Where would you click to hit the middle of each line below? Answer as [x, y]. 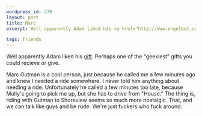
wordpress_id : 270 [29, 12]
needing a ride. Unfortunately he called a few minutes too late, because [95, 87]
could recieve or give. [33, 63]
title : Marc [21, 23]
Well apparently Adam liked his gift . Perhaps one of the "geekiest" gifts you [99, 56]
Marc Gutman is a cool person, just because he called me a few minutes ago [101, 75]
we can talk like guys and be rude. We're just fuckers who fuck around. [94, 106]
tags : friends [24, 40]
